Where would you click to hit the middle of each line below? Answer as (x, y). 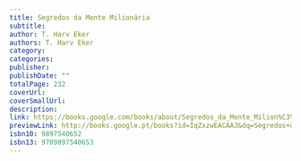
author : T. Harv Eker (50, 34)
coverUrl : (28, 92)
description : (34, 109)
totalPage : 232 (38, 84)
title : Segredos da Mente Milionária (80, 17)
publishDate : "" (39, 76)
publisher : (30, 68)
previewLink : (34, 126)
